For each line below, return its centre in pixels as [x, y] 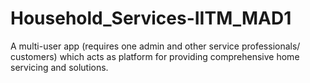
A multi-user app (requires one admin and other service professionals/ [155, 46]
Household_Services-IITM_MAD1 [151, 18]
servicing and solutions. [59, 67]
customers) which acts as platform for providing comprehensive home [155, 56]
